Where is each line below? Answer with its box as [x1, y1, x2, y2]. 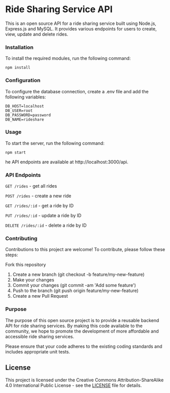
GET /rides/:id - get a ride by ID [5, 203, 74, 209]
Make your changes [12, 277, 54, 283]
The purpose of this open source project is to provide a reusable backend [5, 317, 159, 323]
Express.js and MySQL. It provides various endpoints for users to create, [5, 25, 157, 31]
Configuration [5, 77, 41, 84]
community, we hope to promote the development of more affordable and [5, 328, 159, 334]
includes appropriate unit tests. [5, 348, 70, 354]
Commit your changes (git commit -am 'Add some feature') [12, 282, 136, 289]
